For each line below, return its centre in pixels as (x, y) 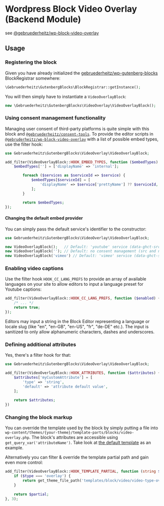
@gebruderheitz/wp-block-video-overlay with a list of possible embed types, (82, 139)
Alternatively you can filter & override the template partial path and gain (77, 457)
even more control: (24, 462)
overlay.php (17, 438)
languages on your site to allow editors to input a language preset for (74, 284)
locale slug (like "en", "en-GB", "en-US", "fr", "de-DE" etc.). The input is (77, 326)
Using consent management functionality (55, 118)
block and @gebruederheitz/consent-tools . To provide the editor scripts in (79, 134)
